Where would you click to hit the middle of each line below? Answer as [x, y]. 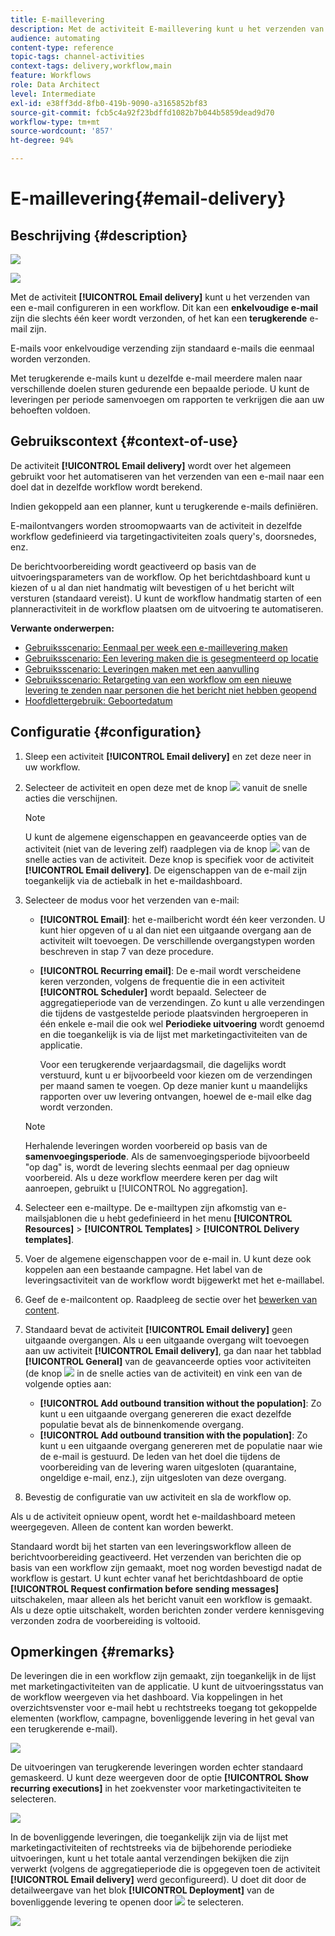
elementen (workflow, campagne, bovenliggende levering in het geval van [162, 1718]
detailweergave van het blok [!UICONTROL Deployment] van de [142, 1890]
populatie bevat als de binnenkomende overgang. [141, 1424]
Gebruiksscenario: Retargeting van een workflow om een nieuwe [158, 679]
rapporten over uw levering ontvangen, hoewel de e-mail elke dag [175, 1096]
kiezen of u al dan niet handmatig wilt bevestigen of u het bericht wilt [152, 587]
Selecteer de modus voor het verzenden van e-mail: [132, 900]
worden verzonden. [50, 359]
